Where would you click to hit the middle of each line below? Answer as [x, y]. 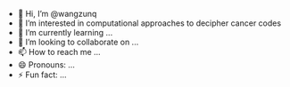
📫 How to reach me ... [59, 52]
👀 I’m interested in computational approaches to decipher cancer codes [149, 23]
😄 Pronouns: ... [46, 65]
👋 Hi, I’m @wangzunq [57, 14]
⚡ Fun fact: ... [42, 75]
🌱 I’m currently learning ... [65, 32]
